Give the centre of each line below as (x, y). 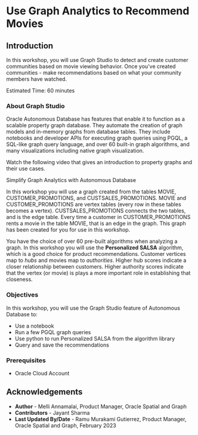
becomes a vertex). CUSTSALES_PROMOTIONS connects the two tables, (96, 211)
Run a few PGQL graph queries (53, 332)
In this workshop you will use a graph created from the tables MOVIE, (91, 192)
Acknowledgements (44, 392)
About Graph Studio (35, 106)
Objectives (22, 295)
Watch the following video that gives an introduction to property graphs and (99, 162)
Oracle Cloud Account (42, 373)
